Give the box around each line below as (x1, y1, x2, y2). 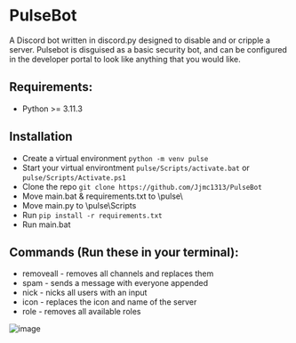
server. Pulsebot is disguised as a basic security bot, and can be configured (9, 44, 287, 54)
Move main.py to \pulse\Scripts (21, 200, 137, 210)
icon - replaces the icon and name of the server (21, 297, 197, 307)
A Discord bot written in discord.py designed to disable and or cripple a (9, 35, 271, 45)
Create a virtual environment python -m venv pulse (21, 152, 209, 163)
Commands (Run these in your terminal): (9, 244, 239, 259)
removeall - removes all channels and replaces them (21, 268, 214, 279)
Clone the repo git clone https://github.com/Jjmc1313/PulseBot (21, 181, 262, 192)
